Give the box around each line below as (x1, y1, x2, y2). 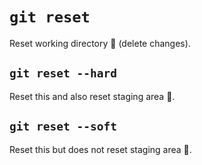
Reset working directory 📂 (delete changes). (9, 37, 191, 49)
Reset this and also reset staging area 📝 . (9, 90, 176, 102)
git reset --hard (9, 66, 117, 81)
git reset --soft (9, 119, 117, 134)
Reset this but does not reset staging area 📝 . (9, 143, 192, 155)
